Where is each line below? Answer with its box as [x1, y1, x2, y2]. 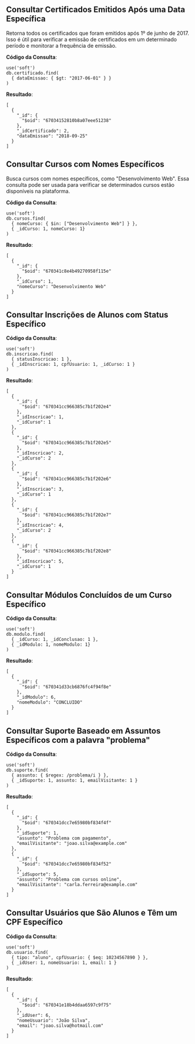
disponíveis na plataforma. [6, 187, 70, 194]
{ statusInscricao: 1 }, [11, 356, 72, 362]
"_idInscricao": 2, [16, 450, 65, 456]
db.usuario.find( [6, 949, 49, 955]
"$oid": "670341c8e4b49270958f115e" [21, 268, 112, 274]
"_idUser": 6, [16, 1012, 51, 1018]
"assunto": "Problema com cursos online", [16, 877, 122, 883]
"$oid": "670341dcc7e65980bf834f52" [21, 861, 112, 867]
